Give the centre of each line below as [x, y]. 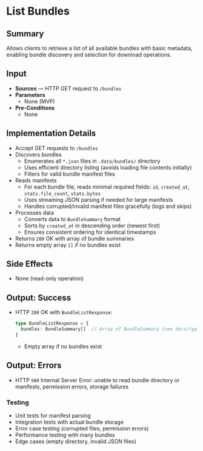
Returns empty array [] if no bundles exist [68, 245]
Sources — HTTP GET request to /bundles [68, 88]
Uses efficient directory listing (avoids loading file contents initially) [108, 167]
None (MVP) [40, 101]
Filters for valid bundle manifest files [69, 174]
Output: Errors [34, 366]
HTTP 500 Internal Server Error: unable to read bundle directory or [97, 380]
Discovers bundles [38, 154]
